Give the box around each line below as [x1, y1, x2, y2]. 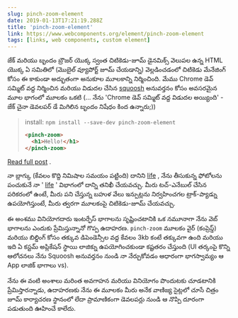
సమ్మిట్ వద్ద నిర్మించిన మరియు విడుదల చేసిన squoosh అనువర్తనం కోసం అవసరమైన [7, 84, 217, 93]
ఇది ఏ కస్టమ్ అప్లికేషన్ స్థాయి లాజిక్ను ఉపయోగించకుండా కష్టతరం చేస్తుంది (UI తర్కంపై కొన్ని [7, 242, 230, 251]
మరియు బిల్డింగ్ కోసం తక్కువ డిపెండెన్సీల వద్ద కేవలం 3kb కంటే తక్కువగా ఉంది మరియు [7, 232, 223, 241]
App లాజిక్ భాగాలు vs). [7, 261, 69, 269]
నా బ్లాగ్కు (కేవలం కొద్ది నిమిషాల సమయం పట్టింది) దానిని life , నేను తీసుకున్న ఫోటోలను [7, 171, 222, 179]
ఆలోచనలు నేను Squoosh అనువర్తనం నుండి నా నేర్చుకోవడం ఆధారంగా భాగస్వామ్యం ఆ [7, 252, 225, 260]
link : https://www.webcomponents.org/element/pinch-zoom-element [7, 30, 204, 37]
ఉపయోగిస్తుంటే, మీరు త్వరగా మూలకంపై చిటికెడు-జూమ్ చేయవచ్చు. [7, 199, 176, 207]
